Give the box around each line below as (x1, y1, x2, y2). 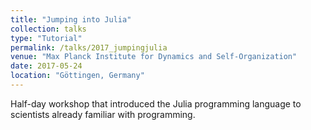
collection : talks (10, 24, 87, 34)
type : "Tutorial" (10, 33, 83, 43)
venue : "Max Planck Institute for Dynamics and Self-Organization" (10, 52, 298, 62)
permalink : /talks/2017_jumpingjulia (10, 42, 168, 53)
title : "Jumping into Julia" (10, 14, 132, 25)
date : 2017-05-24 (10, 61, 83, 71)
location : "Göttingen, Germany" (10, 71, 145, 81)
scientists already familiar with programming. (10, 108, 196, 120)
